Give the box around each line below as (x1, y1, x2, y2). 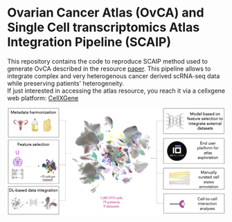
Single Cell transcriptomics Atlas (7, 19, 200, 35)
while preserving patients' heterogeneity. (7, 79, 125, 87)
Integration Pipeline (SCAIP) (7, 35, 172, 50)
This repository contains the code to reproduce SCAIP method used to (7, 57, 208, 65)
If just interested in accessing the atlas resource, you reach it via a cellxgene (7, 86, 226, 95)
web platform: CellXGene (7, 93, 79, 102)
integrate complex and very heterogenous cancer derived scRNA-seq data (7, 71, 220, 80)
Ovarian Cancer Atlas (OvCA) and (7, 5, 204, 21)
